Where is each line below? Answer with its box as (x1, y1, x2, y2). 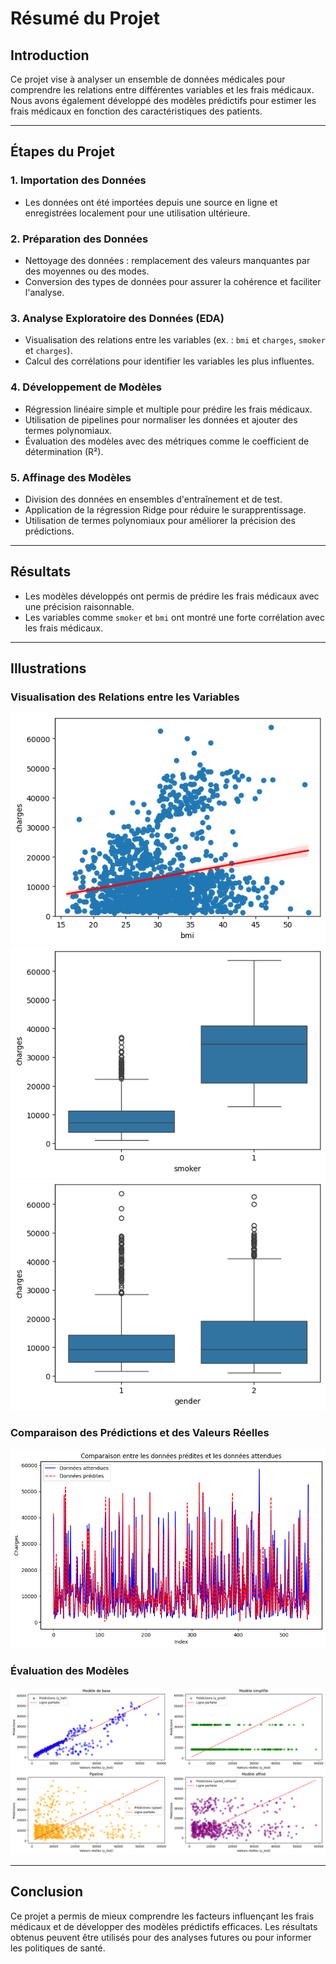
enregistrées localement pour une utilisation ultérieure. (24, 207, 251, 219)
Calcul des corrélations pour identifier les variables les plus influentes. (24, 355, 315, 367)
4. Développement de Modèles (10, 380, 163, 394)
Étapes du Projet (10, 143, 115, 161)
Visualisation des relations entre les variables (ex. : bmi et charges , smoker (24, 334, 326, 346)
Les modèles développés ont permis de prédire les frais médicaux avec (24, 590, 320, 602)
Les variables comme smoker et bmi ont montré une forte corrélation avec (24, 611, 325, 623)
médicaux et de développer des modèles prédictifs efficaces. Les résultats (10, 1920, 318, 1932)
